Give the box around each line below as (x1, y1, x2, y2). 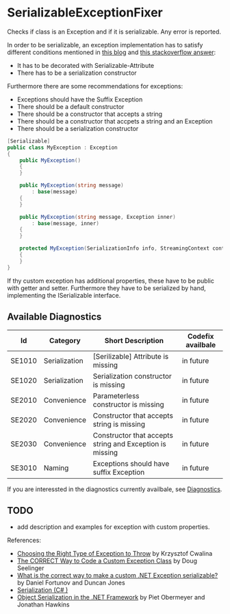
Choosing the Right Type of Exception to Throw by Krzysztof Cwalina (16, 550, 213, 558)
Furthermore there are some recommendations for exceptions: (7, 82, 183, 90)
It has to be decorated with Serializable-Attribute (16, 61, 155, 69)
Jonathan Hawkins (16, 600, 70, 609)
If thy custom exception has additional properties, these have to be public (7, 276, 214, 285)
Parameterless (92, 391, 140, 401)
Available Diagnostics (7, 311, 102, 323)
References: (7, 536, 41, 545)
